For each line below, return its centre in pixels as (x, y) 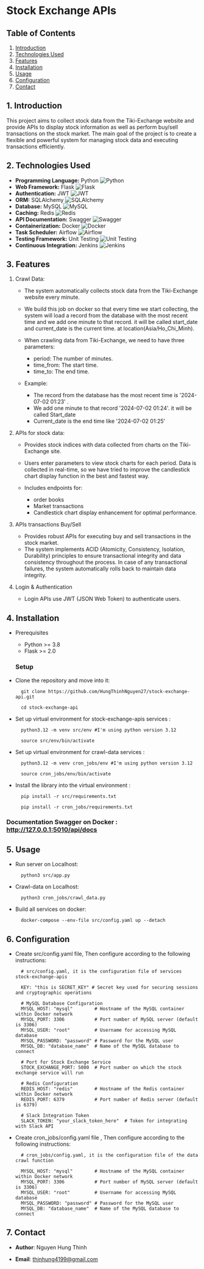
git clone (33, 691)
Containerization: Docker (47, 226)
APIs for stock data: (40, 433)
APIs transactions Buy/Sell (48, 525)
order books (49, 500)
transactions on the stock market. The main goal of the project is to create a (101, 133)
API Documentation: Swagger (53, 219)
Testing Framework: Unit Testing (57, 239)
